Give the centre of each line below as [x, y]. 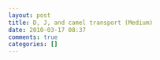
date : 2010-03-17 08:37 [47, 30]
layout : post [30, 15]
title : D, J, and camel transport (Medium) [81, 23]
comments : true [33, 37]
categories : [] [33, 44]
